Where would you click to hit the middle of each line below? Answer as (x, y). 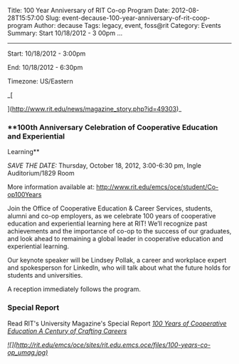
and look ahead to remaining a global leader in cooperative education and (115, 239)
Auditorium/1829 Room (41, 173)
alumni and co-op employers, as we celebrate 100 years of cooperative (112, 216)
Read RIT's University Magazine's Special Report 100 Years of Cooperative (117, 323)
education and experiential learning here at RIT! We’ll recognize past (107, 223)
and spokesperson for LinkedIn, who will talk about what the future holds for (119, 268)
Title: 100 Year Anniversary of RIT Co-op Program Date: (89, 10)
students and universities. (45, 275)
